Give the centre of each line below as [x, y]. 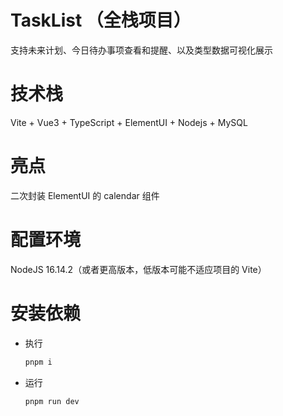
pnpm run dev [52, 401]
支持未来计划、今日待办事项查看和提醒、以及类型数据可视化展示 [141, 50]
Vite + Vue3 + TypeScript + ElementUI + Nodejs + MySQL [129, 122]
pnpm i [38, 362]
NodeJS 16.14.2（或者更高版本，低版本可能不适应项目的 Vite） [138, 269]
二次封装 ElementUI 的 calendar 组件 [85, 195]
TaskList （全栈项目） [101, 20]
